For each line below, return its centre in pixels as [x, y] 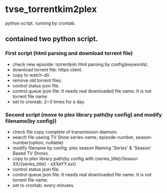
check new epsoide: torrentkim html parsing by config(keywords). [80, 64]
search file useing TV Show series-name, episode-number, [73, 137]
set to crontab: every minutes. [43, 185]
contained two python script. [52, 39]
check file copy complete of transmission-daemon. [65, 132]
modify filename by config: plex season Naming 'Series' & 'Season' [82, 148]
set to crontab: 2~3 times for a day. [49, 102]
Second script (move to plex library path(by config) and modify [83, 115]
